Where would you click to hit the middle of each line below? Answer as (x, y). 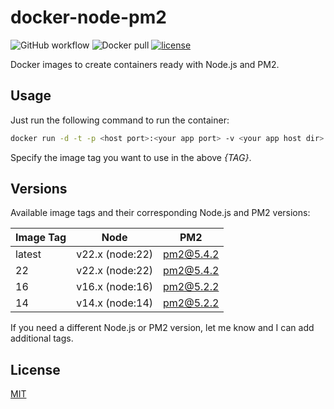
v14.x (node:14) (115, 303)
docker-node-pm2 (88, 17)
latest (28, 254)
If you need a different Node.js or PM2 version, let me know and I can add (162, 328)
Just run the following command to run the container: (120, 120)
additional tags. (42, 338)
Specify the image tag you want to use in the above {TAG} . (131, 157)
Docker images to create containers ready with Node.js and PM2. (145, 64)
